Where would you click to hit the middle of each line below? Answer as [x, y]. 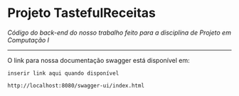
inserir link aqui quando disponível [63, 73]
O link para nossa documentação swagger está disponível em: [99, 60]
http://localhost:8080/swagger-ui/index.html [76, 85]
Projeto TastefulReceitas [82, 13]
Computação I [28, 40]
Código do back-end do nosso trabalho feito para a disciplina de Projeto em [119, 32]
